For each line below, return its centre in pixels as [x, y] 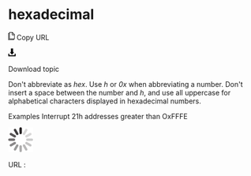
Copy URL [33, 37]
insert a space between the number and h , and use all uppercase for [120, 92]
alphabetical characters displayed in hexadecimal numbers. [105, 101]
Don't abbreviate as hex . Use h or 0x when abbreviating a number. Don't [126, 84]
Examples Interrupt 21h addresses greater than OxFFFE [98, 116]
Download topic [34, 69]
